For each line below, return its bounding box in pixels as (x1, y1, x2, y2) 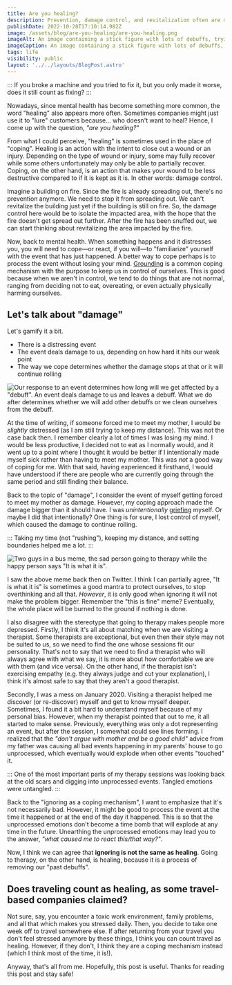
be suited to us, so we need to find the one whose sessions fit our (7, 640, 195, 649)
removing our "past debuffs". (7, 863, 90, 871)
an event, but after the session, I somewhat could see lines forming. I (7, 728, 204, 736)
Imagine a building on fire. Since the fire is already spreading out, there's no (7, 187, 223, 195)
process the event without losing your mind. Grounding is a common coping (7, 259, 223, 267)
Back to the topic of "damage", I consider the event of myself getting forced (7, 491, 223, 499)
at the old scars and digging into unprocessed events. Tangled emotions (7, 777, 213, 786)
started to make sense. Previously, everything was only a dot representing (7, 720, 218, 728)
